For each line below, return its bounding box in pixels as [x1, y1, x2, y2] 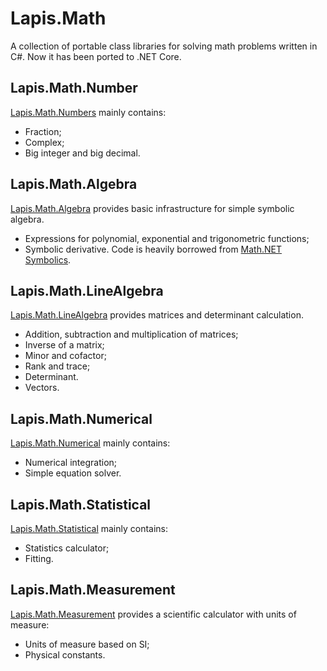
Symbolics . [24, 253, 72, 266]
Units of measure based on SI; [24, 638, 150, 650]
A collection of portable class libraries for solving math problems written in [10, 40, 318, 52]
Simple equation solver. [24, 467, 122, 479]
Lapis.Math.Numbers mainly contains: [10, 106, 167, 118]
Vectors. [24, 382, 60, 394]
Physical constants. [24, 648, 106, 661]
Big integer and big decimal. [24, 147, 141, 159]
